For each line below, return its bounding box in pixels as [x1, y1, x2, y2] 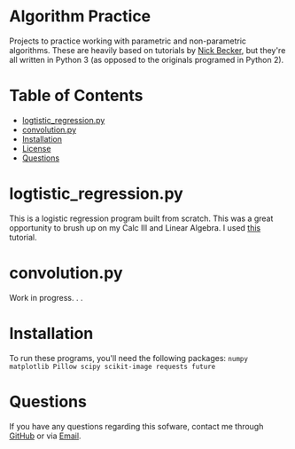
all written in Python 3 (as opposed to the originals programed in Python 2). [9, 54, 284, 65]
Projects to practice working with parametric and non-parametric [9, 35, 246, 46]
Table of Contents [9, 86, 144, 106]
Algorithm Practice [9, 6, 151, 27]
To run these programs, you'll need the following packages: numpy [9, 352, 248, 363]
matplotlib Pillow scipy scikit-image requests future [9, 362, 216, 371]
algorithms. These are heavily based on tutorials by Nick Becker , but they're [9, 44, 286, 55]
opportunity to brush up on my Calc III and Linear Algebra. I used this [9, 222, 261, 232]
